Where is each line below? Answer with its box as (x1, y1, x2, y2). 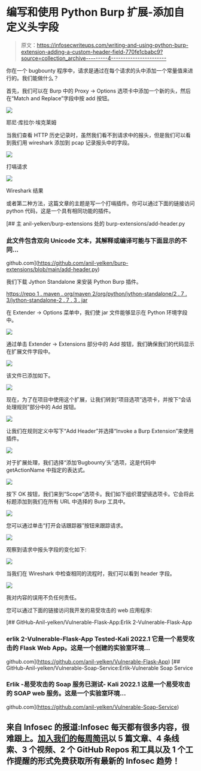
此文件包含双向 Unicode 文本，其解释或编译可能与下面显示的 (6, 236, 181, 245)
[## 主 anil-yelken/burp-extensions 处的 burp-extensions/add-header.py (6, 220, 185, 227)
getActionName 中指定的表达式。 (6, 466, 89, 474)
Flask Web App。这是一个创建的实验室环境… (20, 644, 151, 652)
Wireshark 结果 (6, 187, 44, 194)
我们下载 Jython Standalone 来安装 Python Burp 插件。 (6, 278, 142, 286)
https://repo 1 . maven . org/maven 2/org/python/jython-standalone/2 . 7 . (6, 290, 187, 298)
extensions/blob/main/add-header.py (6, 266, 98, 273)
